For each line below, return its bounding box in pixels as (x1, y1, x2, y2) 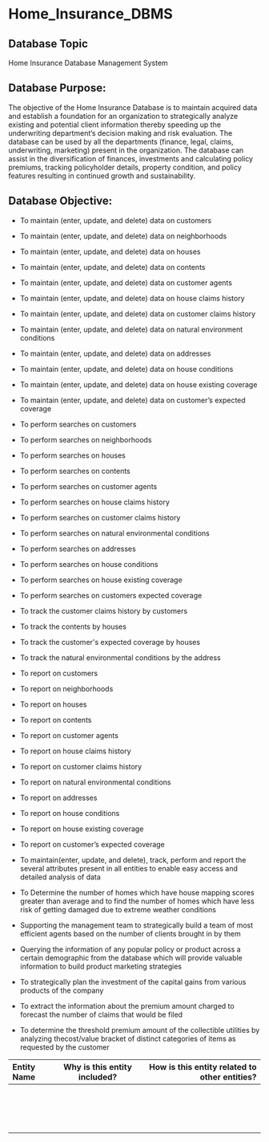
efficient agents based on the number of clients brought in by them (19, 928, 242, 938)
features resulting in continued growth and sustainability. (8, 170, 196, 181)
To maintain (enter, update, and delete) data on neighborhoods (19, 230, 227, 241)
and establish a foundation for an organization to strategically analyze (8, 111, 239, 120)
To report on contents (19, 715, 92, 724)
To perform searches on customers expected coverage (19, 590, 203, 600)
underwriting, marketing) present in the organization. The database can (8, 145, 244, 155)
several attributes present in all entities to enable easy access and (19, 863, 238, 873)
